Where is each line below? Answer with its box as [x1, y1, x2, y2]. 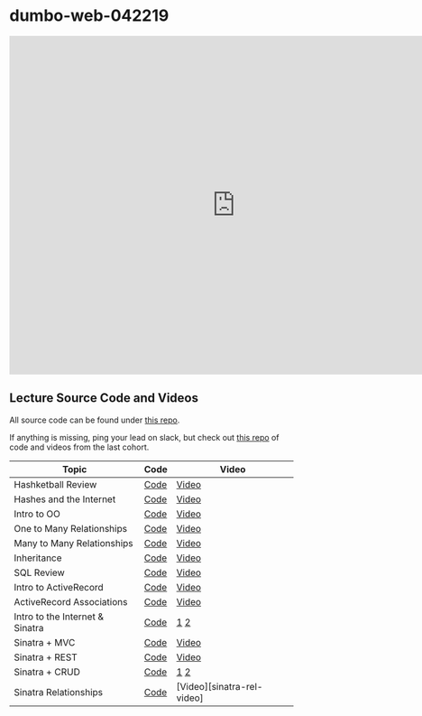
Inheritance [14, 552, 62, 564]
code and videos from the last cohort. [9, 442, 150, 452]
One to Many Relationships [14, 522, 128, 535]
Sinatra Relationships [14, 685, 104, 698]
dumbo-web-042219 [9, 5, 170, 26]
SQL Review [14, 566, 65, 579]
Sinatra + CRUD [14, 665, 81, 678]
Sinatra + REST [14, 651, 78, 664]
